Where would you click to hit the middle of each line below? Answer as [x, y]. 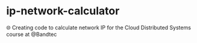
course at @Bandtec [32, 34]
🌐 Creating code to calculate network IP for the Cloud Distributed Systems [99, 27]
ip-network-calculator [63, 11]
